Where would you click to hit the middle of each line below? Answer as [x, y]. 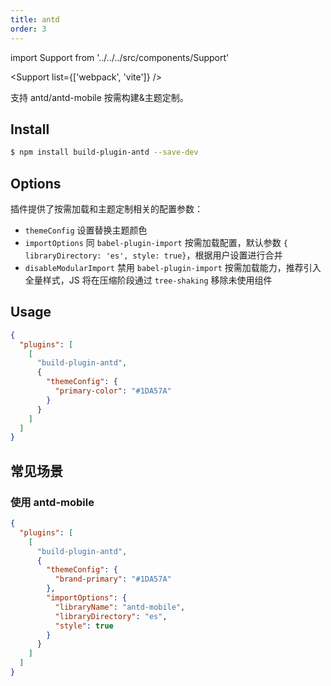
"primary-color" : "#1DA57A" [113, 391]
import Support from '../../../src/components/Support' [120, 57]
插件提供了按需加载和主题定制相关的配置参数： [106, 209]
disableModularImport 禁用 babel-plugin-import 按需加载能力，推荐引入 [173, 267]
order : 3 [28, 29]
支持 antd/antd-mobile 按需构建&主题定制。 [99, 97]
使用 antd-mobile [52, 502]
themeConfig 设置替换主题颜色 [86, 230]
